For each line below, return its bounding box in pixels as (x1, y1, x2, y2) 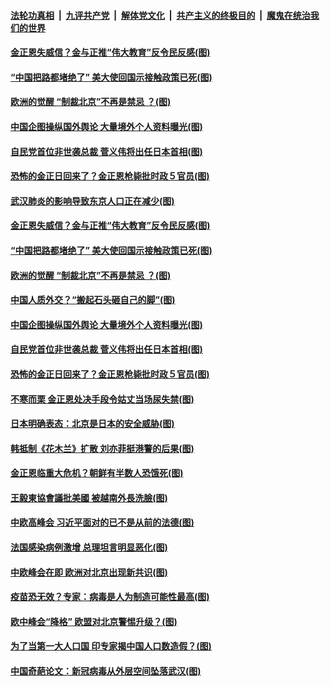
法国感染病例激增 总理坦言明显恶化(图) (10, 541, 168, 554)
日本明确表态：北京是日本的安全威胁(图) (10, 418, 175, 430)
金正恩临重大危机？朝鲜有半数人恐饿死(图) (10, 467, 184, 479)
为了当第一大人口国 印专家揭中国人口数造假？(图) (10, 640, 212, 652)
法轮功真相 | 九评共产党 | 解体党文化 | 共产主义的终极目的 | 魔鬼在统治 (10, 9, 311, 21)
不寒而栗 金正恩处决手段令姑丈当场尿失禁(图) (10, 393, 195, 405)
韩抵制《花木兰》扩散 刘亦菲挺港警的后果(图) (10, 442, 195, 454)
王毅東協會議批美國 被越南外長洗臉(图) (10, 491, 168, 504)
